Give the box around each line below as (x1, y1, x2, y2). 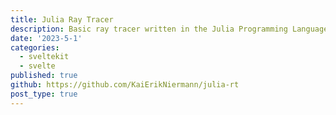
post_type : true (10, 89, 78, 99)
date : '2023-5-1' (10, 33, 83, 43)
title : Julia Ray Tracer (10, 14, 114, 25)
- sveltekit (19, 52, 70, 62)
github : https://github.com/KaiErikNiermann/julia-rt (10, 80, 240, 90)
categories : (10, 42, 60, 53)
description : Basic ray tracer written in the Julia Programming (10, 24, 288, 34)
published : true (10, 71, 78, 81)
